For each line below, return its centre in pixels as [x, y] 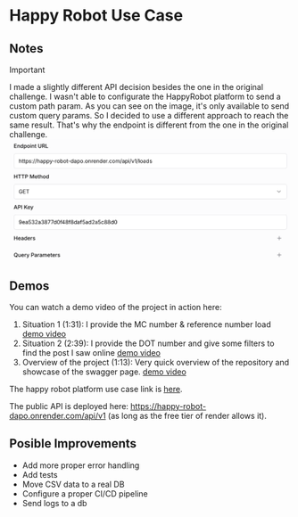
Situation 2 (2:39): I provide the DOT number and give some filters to [148, 343]
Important [27, 70]
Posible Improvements [73, 443]
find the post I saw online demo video [91, 353]
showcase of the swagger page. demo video [104, 372]
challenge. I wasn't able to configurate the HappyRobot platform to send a [145, 96]
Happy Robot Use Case [96, 16]
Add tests [40, 474]
